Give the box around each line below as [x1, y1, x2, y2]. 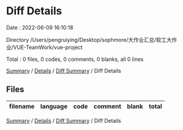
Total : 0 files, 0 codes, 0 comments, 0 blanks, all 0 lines [6, 55, 144, 63]
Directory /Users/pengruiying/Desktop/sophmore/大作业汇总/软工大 [6, 36, 172, 43]
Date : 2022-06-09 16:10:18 [6, 24, 74, 31]
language [40, 102, 68, 110]
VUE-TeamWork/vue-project [13, 44, 83, 51]
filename [9, 102, 35, 110]
